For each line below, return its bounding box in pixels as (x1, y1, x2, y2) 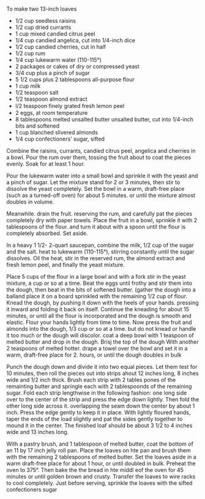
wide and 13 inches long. (6, 428, 69, 435)
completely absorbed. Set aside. (6, 230, 88, 237)
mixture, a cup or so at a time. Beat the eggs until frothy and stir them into (6, 279, 193, 287)
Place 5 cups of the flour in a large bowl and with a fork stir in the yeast (6, 273, 186, 280)
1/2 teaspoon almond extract (15, 95, 88, 103)
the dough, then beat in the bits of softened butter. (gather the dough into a (6, 286, 196, 293)
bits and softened (15, 122, 60, 130)
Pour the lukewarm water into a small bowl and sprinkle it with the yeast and (6, 172, 198, 179)
